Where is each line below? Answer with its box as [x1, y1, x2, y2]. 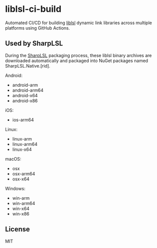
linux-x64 [12, 146, 32, 152]
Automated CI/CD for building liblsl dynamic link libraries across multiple [5, 20, 152, 26]
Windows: [5, 185, 26, 191]
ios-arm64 [12, 117, 34, 123]
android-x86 [12, 98, 38, 104]
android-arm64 [12, 87, 43, 93]
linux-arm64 [12, 141, 38, 147]
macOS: [5, 156, 21, 162]
